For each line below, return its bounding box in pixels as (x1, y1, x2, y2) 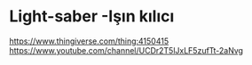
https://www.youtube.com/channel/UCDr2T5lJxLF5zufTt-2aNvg (9, 45, 244, 55)
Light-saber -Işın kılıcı (9, 6, 175, 27)
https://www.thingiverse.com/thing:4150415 (9, 36, 169, 46)
